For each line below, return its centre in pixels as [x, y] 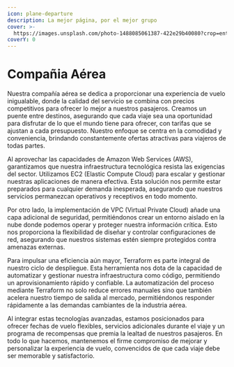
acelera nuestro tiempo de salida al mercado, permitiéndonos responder [111, 298]
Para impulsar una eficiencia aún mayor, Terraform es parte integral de [109, 261]
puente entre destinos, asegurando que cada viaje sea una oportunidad [110, 116]
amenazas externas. [36, 247]
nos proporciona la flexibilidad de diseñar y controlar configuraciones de [111, 232]
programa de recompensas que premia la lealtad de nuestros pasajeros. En [115, 333]
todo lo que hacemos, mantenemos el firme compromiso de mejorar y [107, 341]
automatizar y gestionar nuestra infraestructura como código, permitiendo [114, 275]
